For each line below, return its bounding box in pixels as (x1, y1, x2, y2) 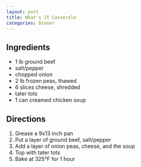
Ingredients (6, 42, 50, 52)
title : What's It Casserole (6, 14, 77, 20)
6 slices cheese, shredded (14, 83, 80, 91)
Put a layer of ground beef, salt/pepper (14, 136, 111, 143)
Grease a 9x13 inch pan (14, 130, 74, 137)
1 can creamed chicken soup (14, 97, 86, 104)
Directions (6, 114, 46, 124)
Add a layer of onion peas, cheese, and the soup (14, 142, 135, 150)
